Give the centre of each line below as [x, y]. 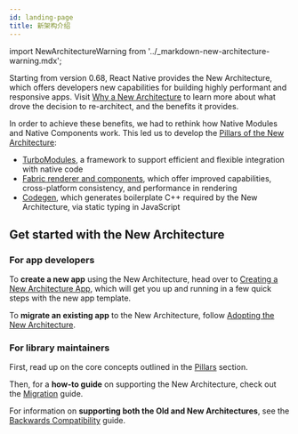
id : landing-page [41, 17]
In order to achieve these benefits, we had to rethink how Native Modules [144, 123]
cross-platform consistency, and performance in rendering [129, 188]
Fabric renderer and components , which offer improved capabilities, [147, 178]
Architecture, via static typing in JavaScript [101, 206]
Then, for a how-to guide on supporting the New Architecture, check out [143, 384]
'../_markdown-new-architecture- [209, 51]
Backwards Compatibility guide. [68, 421]
